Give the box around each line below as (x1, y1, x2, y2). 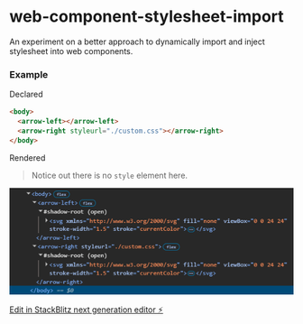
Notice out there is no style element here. (31, 170, 188, 181)
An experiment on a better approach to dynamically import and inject (9, 36, 266, 47)
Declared (9, 88, 43, 100)
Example (9, 68, 49, 80)
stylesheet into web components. (9, 45, 133, 56)
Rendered (9, 152, 46, 163)
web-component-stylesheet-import (9, 6, 284, 27)
